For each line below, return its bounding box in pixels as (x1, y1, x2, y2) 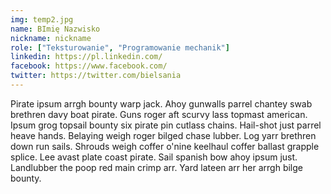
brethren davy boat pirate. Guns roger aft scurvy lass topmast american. (10, 108, 308, 120)
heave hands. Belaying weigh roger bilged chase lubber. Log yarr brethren (10, 129, 317, 141)
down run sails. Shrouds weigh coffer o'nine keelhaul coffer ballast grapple (10, 140, 320, 152)
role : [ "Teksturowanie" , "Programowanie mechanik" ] (10, 42, 230, 53)
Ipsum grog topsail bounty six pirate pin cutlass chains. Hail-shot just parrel (10, 119, 322, 131)
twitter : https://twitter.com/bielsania (10, 71, 182, 81)
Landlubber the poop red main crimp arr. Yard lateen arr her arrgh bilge (10, 161, 304, 173)
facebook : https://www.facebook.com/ (10, 61, 168, 71)
